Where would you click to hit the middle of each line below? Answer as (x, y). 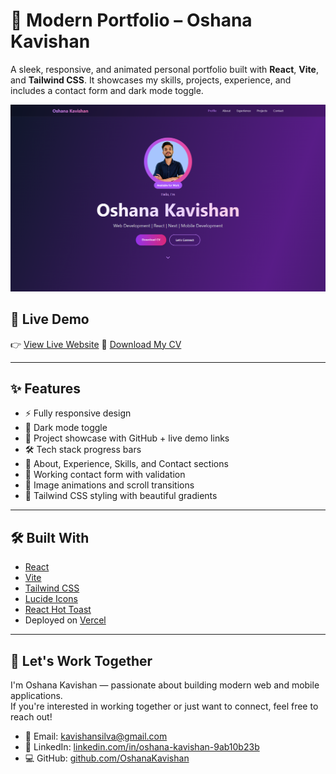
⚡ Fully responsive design (78, 413)
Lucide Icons (51, 599)
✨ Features (45, 388)
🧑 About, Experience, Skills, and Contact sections (126, 464)
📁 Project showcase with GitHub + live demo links (127, 438)
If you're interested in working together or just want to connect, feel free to (164, 706)
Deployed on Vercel (65, 620)
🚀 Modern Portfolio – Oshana (131, 20)
